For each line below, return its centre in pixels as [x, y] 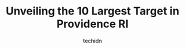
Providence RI [92, 24]
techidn [92, 41]
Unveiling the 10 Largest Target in [92, 11]
